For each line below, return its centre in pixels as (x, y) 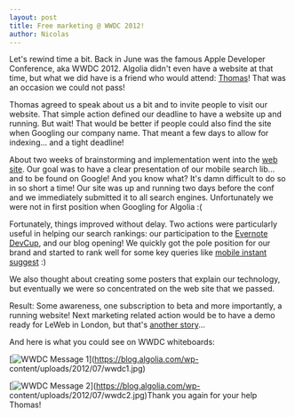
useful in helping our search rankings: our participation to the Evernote (139, 234)
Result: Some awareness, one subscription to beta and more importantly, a (146, 306)
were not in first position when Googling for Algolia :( (106, 207)
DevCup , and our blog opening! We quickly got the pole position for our (140, 243)
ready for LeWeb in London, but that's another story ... (108, 325)
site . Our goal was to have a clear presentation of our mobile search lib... (142, 169)
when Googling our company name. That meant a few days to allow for (139, 133)
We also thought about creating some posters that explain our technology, (145, 279)
